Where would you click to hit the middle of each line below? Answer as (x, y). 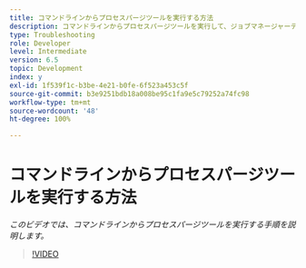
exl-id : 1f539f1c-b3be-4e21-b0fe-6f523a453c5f (99, 85)
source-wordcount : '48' (54, 111)
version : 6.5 (34, 60)
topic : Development (46, 69)
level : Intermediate (49, 52)
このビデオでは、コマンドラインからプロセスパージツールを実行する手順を (148, 224)
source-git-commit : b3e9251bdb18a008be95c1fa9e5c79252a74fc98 (129, 94)
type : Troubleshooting (52, 35)
